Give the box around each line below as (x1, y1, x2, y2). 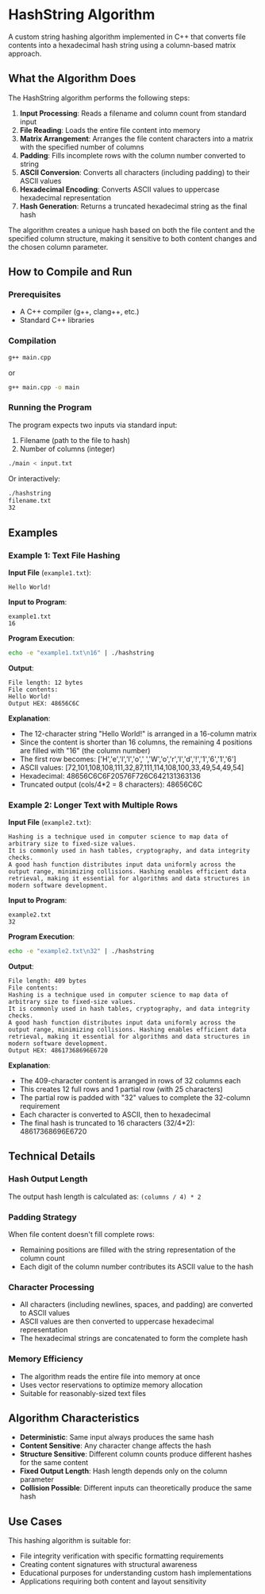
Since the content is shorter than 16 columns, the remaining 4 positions (19, 737, 252, 747)
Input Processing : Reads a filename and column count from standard (19, 108, 247, 118)
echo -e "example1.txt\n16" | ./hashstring (8, 648, 155, 657)
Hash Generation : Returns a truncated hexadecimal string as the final (19, 201, 248, 211)
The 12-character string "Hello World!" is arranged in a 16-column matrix (19, 729, 257, 738)
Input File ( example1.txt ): (8, 567, 91, 577)
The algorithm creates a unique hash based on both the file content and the (8, 225, 255, 235)
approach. (8, 49, 42, 58)
